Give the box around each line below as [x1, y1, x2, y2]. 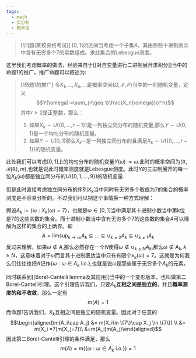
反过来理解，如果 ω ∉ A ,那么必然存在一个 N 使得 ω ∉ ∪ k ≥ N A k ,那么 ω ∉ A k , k [6, 243, 187, 252]
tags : [6, 8, 19, 15]
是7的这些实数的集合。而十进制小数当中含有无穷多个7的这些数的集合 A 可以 [6, 215, 184, 223]
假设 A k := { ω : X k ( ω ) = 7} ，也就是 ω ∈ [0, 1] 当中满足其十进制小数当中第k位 [6, 207, 185, 216]
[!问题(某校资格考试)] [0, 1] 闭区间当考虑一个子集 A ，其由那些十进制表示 [20, 42, 189, 49]
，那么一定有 [37, 289, 68, 296]
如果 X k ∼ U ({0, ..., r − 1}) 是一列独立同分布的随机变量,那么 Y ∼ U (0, [29, 121, 187, 129]
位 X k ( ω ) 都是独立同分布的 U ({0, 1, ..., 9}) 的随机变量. [6, 172, 125, 181]
